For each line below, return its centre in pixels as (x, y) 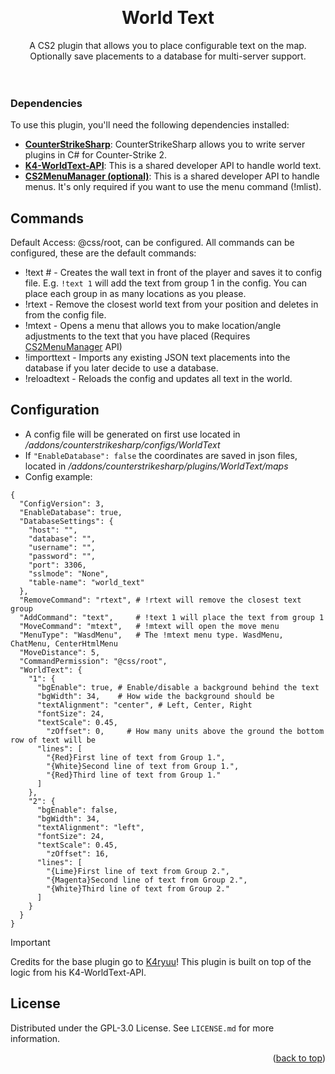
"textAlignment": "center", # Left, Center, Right (144, 705)
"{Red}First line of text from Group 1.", (136, 757)
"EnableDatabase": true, (71, 512)
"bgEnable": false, (77, 810)
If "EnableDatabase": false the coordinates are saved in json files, (161, 455)
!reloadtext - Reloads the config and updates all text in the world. (158, 379)
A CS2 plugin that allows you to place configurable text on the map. (168, 45)
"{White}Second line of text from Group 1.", (143, 766)
